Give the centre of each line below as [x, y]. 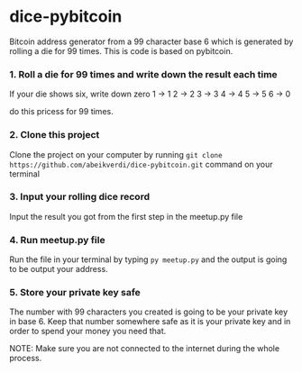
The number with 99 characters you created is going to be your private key [149, 312]
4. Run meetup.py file [57, 240]
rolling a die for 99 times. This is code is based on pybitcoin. [121, 50]
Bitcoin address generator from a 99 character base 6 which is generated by [151, 41]
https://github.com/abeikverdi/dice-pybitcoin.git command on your [141, 164]
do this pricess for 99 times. [62, 112]
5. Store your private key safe [75, 293]
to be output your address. [59, 269]
